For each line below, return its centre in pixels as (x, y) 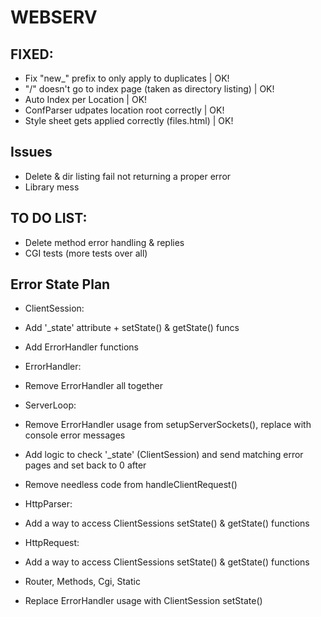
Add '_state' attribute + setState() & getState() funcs (132, 328)
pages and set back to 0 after (85, 465)
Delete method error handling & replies (104, 242)
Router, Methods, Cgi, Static (82, 582)
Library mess (52, 187)
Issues (31, 152)
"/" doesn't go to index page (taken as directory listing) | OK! (149, 89)
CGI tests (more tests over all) (86, 253)
